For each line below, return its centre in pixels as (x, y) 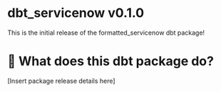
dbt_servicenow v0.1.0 (76, 13)
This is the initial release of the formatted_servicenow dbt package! (106, 33)
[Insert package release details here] (61, 81)
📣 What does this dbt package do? (110, 61)
